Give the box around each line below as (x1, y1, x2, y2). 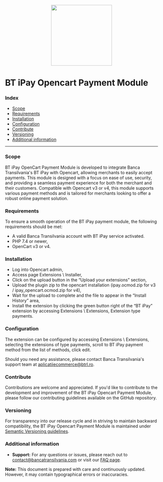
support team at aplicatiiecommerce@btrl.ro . (5, 361, 95, 367)
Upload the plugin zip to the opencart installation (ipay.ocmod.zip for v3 (12, 282, 156, 288)
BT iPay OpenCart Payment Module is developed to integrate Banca (5, 164, 140, 170)
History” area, (12, 298, 40, 303)
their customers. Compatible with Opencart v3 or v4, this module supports (5, 185, 154, 191)
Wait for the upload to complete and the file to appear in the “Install (12, 292, 147, 299)
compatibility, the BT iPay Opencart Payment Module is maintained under (5, 423, 151, 429)
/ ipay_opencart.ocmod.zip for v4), (12, 287, 81, 293)
